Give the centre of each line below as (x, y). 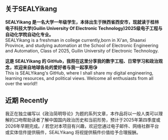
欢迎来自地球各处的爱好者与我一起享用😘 (55, 67)
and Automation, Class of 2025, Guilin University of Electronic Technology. (82, 50)
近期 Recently (27, 101)
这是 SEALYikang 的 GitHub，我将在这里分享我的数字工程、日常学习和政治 (82, 61)
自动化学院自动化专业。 (29, 34)
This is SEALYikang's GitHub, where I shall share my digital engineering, (79, 73)
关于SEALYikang (31, 9)
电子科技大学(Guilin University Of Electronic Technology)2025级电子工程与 (84, 28)
